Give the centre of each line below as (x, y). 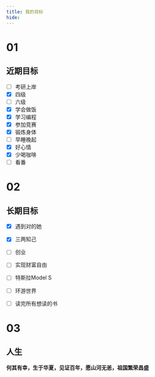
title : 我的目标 (25, 12)
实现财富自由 (31, 265)
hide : (13, 17)
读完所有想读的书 (36, 303)
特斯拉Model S (33, 277)
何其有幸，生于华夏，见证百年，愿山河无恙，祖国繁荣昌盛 (77, 367)
